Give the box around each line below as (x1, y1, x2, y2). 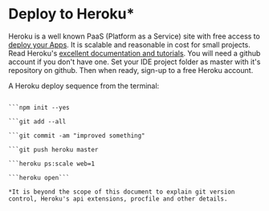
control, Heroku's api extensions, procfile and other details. (8, 194, 228, 203)
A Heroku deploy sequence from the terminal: (8, 81, 160, 91)
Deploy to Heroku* (8, 5, 135, 23)
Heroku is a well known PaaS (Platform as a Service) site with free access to (8, 31, 261, 41)
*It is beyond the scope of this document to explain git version (8, 188, 235, 196)
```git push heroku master (8, 145, 99, 153)
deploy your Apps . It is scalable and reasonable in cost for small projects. (8, 39, 251, 49)
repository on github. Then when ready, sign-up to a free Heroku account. (8, 65, 254, 75)
